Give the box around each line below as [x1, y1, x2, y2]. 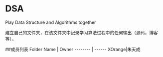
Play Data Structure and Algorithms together [5, 19, 96, 25]
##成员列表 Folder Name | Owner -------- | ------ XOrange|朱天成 [5, 46, 141, 52]
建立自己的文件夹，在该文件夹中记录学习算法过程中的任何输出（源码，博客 [5, 29, 158, 35]
